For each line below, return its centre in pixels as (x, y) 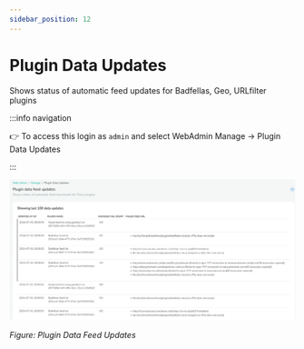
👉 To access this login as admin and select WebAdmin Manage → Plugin (145, 135)
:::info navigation (41, 117)
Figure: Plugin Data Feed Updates (73, 335)
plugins (23, 100)
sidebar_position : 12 (50, 19)
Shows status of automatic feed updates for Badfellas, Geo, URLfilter (138, 90)
